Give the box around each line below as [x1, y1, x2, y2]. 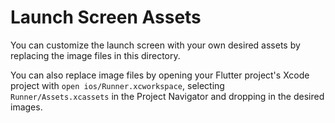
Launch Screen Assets [10, 6, 202, 29]
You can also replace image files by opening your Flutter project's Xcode [10, 69, 310, 81]
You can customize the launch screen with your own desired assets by [10, 39, 301, 51]
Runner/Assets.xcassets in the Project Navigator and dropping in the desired [10, 90, 325, 102]
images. [10, 101, 43, 113]
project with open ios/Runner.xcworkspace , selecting [10, 79, 225, 91]
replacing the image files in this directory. [10, 49, 181, 61]
